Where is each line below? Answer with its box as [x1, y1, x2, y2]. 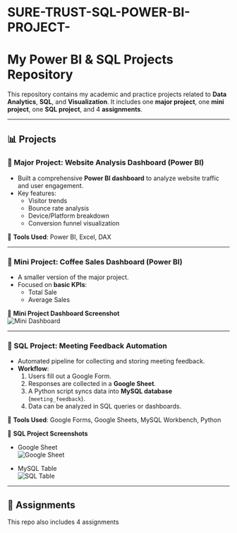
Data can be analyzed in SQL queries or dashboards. [28, 402, 182, 411]
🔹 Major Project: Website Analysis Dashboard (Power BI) [7, 158, 205, 168]
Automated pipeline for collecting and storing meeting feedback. [17, 357, 205, 365]
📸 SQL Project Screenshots [7, 429, 88, 438]
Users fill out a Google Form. [28, 372, 111, 380]
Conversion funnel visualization [28, 218, 120, 227]
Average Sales [28, 295, 71, 304]
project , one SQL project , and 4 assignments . [7, 105, 143, 114]
